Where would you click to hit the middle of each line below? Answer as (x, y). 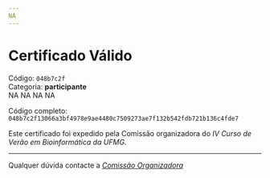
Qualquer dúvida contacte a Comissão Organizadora (96, 165)
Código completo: (38, 110)
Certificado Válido (70, 55)
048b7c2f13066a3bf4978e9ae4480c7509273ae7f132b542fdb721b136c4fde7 (124, 118)
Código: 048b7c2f (37, 78)
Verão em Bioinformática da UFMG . (67, 142)
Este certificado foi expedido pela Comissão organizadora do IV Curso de (130, 133)
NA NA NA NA (32, 95)
